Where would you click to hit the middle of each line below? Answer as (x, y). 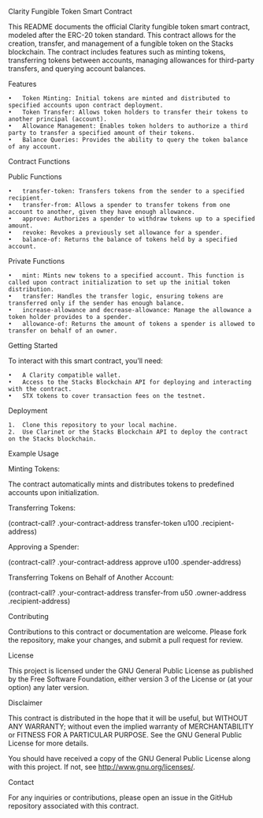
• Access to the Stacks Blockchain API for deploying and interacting (130, 382)
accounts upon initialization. (54, 492)
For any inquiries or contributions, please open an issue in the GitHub (120, 797)
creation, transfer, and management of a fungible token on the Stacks (121, 43)
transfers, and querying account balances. (77, 69)
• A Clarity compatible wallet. (65, 375)
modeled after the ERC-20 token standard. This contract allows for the (122, 35)
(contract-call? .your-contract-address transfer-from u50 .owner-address (127, 593)
